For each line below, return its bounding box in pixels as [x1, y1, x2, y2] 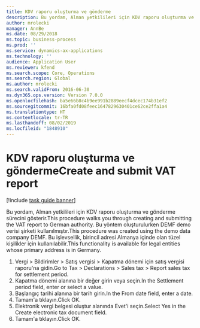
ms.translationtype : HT [6, 109, 66, 115]
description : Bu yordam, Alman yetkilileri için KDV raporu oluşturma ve [6, 14, 195, 20]
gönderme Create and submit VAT [6, 164, 176, 178]
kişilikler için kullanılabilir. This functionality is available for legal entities [6, 240, 181, 247]
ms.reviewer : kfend [6, 64, 55, 71]
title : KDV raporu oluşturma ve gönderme [6, 8, 111, 15]
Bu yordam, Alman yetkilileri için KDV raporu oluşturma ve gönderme [6, 208, 175, 215]
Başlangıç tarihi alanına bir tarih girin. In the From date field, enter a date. [14, 290, 193, 297]
